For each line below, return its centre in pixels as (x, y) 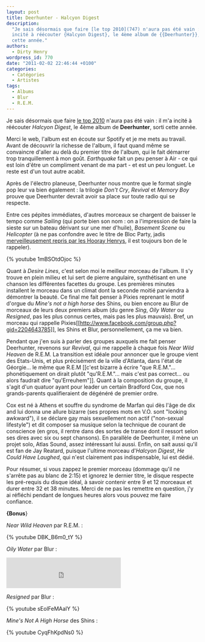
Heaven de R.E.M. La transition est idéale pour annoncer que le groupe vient (102, 354)
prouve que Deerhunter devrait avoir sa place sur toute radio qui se (91, 196)
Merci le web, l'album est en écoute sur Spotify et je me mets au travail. (96, 139)
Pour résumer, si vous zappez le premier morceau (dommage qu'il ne (93, 469)
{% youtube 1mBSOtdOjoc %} (44, 259)
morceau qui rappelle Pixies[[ (43, 323)
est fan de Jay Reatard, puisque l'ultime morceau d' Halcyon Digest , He (95, 450)
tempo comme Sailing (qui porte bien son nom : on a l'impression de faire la (102, 221)
